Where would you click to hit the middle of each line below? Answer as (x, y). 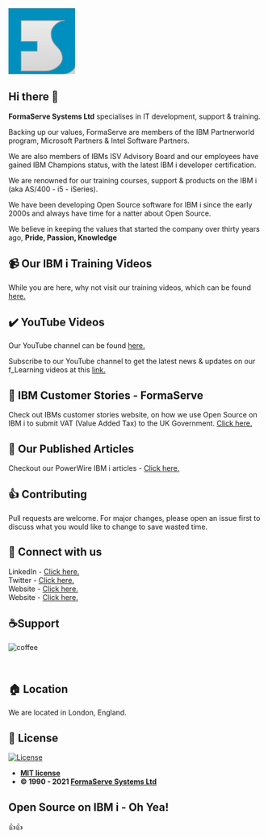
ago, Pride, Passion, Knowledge (63, 237)
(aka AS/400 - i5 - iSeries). (53, 189)
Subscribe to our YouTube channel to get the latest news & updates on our (132, 361)
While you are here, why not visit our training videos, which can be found (130, 287)
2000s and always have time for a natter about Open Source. (110, 213)
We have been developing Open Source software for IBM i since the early (130, 204)
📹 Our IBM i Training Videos (80, 264)
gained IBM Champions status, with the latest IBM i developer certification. (132, 165)
